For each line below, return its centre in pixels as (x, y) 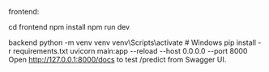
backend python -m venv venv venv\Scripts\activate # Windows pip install (132, 42)
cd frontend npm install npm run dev (69, 27)
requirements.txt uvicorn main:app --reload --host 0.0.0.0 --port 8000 (130, 51)
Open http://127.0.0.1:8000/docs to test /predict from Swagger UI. (117, 60)
